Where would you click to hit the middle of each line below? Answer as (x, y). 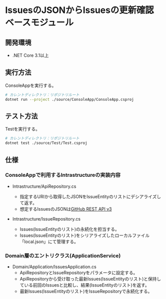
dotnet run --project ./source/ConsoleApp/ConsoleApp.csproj (70, 99)
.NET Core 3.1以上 (30, 55)
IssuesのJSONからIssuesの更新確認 (80, 10)
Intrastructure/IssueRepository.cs (46, 219)
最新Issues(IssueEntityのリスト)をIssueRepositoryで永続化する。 (86, 292)
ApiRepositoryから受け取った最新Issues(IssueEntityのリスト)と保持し (90, 279)
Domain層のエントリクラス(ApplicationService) (63, 255)
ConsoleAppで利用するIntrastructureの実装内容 (63, 175)
